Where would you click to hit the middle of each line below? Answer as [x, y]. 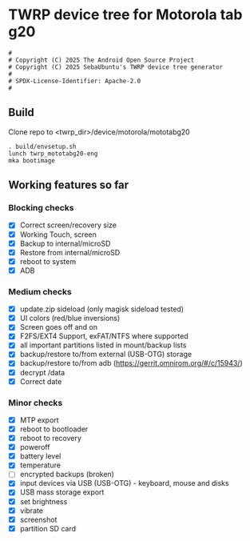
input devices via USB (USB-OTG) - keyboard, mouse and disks [124, 483]
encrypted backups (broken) [67, 475]
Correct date [41, 381]
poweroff [35, 447]
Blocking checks [41, 208]
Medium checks [40, 291]
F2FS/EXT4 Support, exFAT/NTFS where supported [104, 336]
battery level [40, 456]
